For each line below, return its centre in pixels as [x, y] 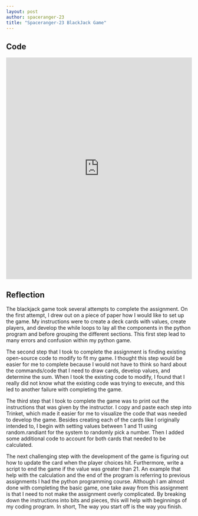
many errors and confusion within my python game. [69, 340]
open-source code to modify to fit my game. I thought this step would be [94, 358]
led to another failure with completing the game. [64, 390]
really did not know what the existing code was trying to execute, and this [95, 383]
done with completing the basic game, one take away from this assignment [97, 488]
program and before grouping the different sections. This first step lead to [96, 334]
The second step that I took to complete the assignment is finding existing [96, 352]
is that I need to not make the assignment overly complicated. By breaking [96, 494]
